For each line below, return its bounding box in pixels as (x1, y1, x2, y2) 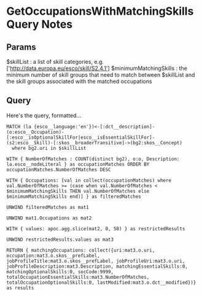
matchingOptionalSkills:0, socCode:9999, (6, 268, 114, 275)
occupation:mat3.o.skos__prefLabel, (6, 252, 100, 259)
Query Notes (6, 17, 73, 31)
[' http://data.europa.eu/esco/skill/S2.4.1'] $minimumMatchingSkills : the (6, 64, 187, 72)
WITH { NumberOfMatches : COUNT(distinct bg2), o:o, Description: (6, 155, 180, 162)
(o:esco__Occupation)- (6, 129, 64, 135)
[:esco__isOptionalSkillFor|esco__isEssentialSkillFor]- (6, 134, 155, 141)
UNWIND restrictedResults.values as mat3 (6, 236, 114, 243)
